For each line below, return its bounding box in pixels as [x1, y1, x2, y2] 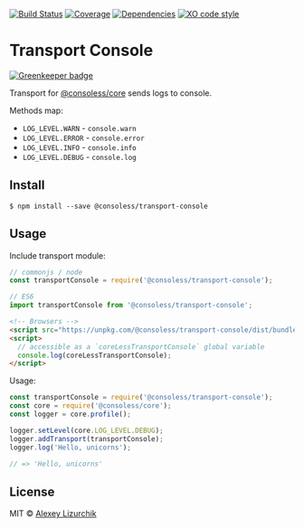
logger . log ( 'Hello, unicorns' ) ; [9, 443, 131, 452]
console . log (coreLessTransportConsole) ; [17, 351, 172, 360]
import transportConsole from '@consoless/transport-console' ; [9, 301, 253, 310]
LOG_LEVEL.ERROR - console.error [22, 132, 145, 143]
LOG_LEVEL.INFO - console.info [22, 141, 138, 153]
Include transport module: [9, 250, 106, 261]
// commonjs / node [9, 268, 83, 277]
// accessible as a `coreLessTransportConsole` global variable [17, 342, 265, 352]
